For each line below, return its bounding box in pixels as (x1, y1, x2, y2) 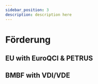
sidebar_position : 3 (5, 7, 50, 13)
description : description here (5, 12, 72, 17)
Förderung (5, 34, 51, 46)
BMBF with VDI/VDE (5, 71, 70, 80)
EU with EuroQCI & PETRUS (5, 54, 93, 63)
